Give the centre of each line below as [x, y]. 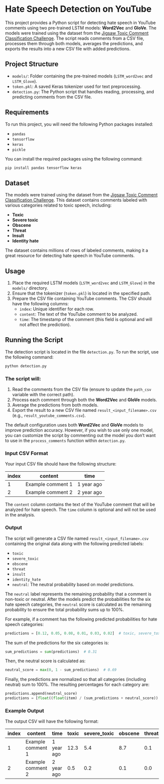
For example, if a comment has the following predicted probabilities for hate [81, 619]
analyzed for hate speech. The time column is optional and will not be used [81, 510]
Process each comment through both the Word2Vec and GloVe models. [84, 400]
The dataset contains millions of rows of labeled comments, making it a [77, 250]
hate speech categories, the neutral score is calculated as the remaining [78, 604]
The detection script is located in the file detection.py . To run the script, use [82, 351]
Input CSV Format [27, 453]
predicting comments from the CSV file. [52, 97]
